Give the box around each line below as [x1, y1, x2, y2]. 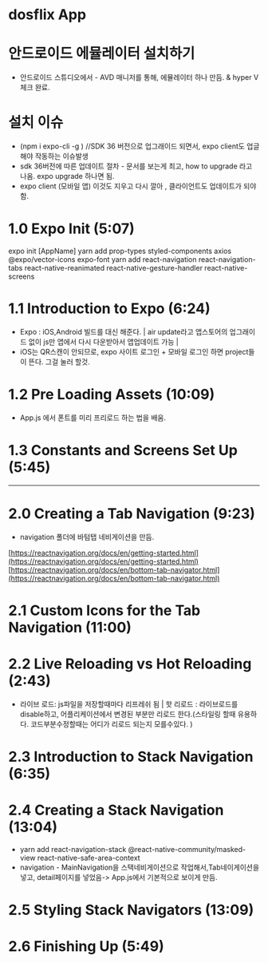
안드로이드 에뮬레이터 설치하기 [8, 45, 195, 63]
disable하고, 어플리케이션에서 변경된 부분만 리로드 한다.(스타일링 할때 [19, 709, 236, 719]
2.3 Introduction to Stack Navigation [8, 748, 254, 766]
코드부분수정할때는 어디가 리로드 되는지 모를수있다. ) [30, 719, 193, 728]
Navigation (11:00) [8, 618, 132, 636]
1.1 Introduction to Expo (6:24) [8, 299, 211, 318]
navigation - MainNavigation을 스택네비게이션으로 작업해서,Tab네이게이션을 [19, 862, 260, 872]
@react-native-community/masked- [128, 845, 246, 854]
